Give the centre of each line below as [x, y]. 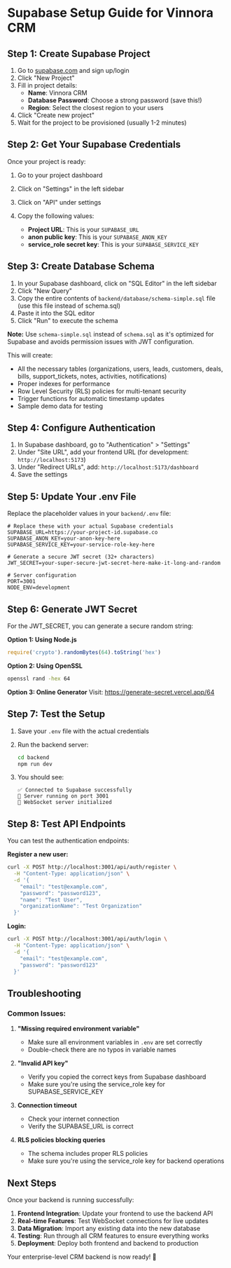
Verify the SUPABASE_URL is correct [81, 1126]
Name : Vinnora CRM [57, 93]
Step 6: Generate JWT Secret [72, 609]
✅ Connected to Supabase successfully [75, 790]
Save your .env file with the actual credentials [83, 731]
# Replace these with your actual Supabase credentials [90, 526]
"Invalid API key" [43, 1063]
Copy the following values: [56, 216]
